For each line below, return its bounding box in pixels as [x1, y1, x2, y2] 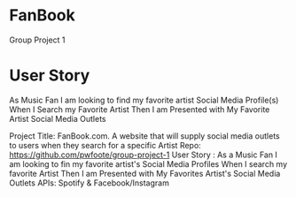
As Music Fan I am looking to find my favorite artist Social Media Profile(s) [9, 95, 279, 105]
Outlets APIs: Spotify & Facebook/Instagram [9, 178, 170, 188]
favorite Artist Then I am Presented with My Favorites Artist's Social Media [9, 168, 281, 178]
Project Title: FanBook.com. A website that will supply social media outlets [9, 130, 281, 141]
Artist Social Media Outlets [9, 113, 106, 124]
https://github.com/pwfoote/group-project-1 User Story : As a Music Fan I [9, 149, 277, 160]
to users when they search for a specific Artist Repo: [9, 140, 201, 150]
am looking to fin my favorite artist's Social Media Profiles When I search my [9, 158, 288, 169]
